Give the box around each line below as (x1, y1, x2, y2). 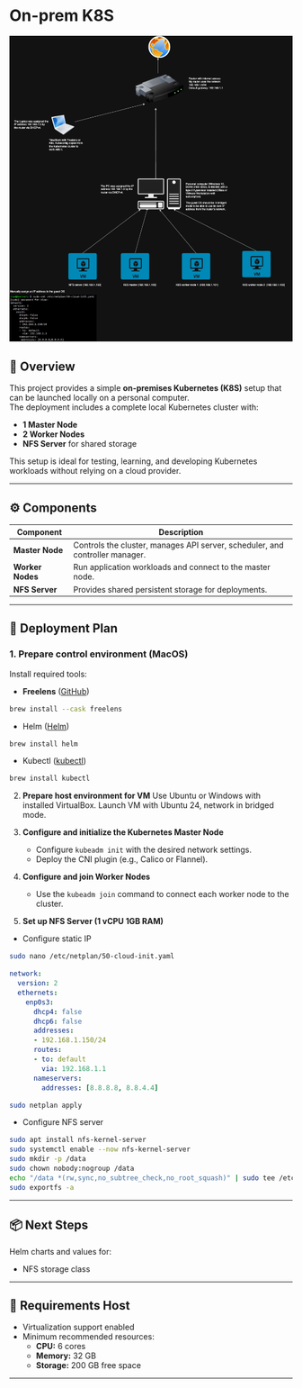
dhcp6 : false (32, 1017, 83, 1026)
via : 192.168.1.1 (41, 1064, 106, 1073)
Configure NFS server (22, 1117, 104, 1128)
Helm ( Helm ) (22, 721, 70, 731)
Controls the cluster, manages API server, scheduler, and (73, 540, 285, 550)
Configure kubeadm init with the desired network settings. (35, 844, 253, 856)
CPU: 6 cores (35, 1341, 86, 1352)
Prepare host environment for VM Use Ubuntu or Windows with (22, 790, 262, 802)
